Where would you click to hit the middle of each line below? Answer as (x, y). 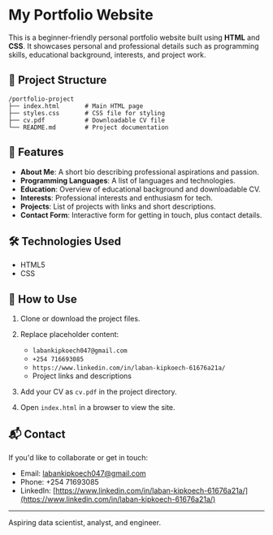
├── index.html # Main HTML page (76, 106)
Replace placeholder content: (69, 334)
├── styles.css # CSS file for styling (87, 113)
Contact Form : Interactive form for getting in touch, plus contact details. (141, 215)
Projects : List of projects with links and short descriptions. (118, 206)
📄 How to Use (43, 299)
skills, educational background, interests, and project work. (107, 54)
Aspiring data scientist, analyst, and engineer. (84, 522)
